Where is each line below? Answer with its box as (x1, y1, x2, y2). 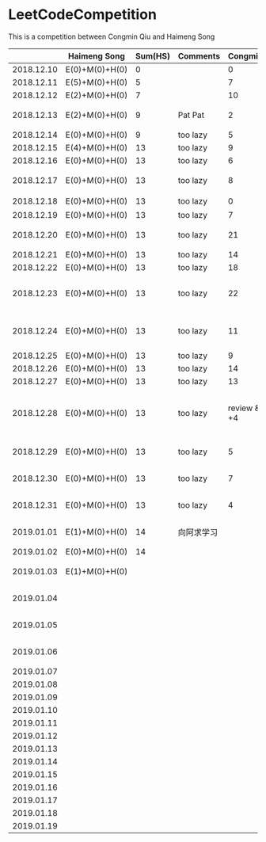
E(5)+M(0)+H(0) (65, 77, 128, 88)
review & (227, 402, 260, 413)
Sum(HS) (135, 50, 170, 61)
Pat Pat (177, 109, 205, 120)
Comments (177, 50, 220, 61)
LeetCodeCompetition (8, 6, 157, 24)
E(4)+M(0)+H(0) (65, 142, 128, 153)
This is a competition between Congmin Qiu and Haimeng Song (8, 32, 215, 41)
